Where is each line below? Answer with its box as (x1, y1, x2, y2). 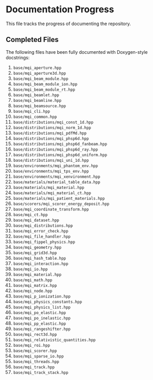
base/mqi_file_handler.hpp (13, 234, 71, 239)
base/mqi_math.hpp (13, 278, 53, 283)
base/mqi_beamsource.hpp (13, 103, 66, 109)
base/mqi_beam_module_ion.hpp (13, 81, 78, 87)
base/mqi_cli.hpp (13, 109, 50, 114)
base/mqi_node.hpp (13, 288, 53, 293)
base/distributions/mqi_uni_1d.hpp (13, 158, 89, 163)
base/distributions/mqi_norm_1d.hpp (13, 125, 91, 130)
